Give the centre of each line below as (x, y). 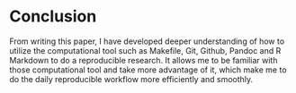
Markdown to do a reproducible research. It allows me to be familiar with (144, 60)
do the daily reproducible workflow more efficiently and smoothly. (131, 79)
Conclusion (53, 17)
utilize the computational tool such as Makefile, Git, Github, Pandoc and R (145, 50)
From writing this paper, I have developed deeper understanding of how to (147, 41)
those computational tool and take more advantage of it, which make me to (148, 70)
